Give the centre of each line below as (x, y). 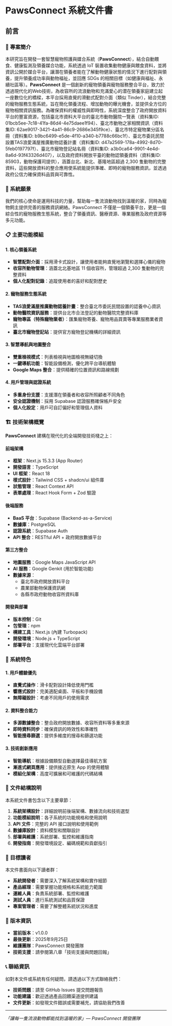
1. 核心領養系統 (21, 250)
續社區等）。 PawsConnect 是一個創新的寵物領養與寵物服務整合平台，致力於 (85, 85)
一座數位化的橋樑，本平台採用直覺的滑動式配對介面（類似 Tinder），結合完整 (86, 97)
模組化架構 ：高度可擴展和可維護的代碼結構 (58, 773)
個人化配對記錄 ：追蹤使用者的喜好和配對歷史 (60, 281)
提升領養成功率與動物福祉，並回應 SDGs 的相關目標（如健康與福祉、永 (89, 78)
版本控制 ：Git (27, 619)
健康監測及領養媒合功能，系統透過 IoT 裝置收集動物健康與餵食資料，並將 (90, 65)
